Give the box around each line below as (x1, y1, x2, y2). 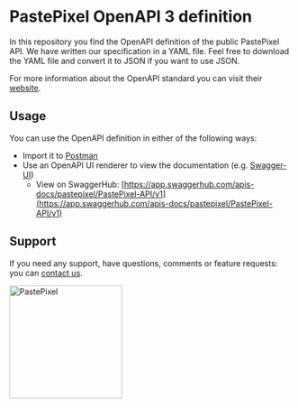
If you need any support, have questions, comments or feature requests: (9, 257, 278, 268)
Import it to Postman (22, 150, 99, 161)
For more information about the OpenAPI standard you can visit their (9, 72, 263, 83)
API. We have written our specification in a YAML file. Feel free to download (9, 45, 290, 56)
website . (9, 82, 41, 93)
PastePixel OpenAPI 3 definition (9, 6, 253, 27)
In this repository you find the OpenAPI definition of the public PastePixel (9, 36, 280, 47)
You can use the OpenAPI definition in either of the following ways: (9, 133, 257, 144)
